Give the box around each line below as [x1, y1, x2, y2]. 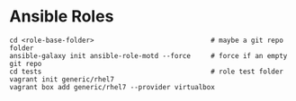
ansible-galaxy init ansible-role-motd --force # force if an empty [9, 51, 288, 60]
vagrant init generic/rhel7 [9, 74, 115, 84]
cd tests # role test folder [9, 67, 283, 76]
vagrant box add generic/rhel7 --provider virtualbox [9, 82, 216, 91]
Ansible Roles [9, 6, 114, 27]
